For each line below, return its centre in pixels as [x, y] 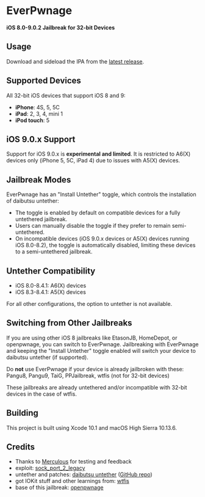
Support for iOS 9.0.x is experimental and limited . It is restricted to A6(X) [99, 154]
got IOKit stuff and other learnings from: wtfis [72, 481]
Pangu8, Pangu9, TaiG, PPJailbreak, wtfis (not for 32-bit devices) [88, 375]
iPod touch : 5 [32, 120]
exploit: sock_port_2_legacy [50, 468]
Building [22, 413]
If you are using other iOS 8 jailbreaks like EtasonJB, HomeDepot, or [92, 338]
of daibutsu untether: [33, 201]
